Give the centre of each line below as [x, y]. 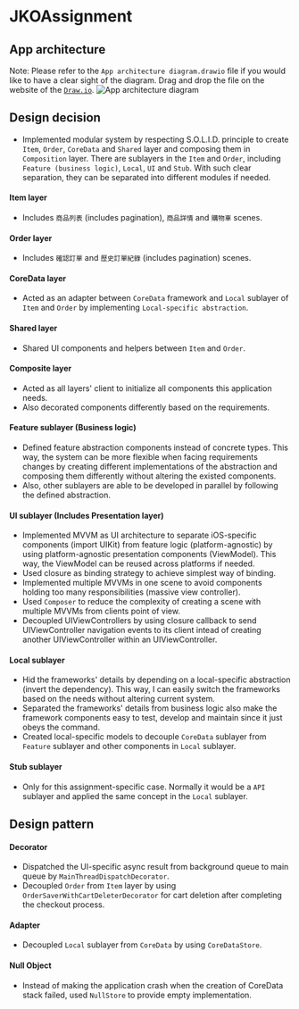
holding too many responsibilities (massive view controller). [131, 592]
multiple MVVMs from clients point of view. [101, 611]
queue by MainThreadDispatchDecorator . [96, 876]
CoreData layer [38, 278]
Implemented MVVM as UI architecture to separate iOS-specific [139, 535]
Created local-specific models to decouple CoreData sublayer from [144, 737]
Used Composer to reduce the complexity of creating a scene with [141, 602]
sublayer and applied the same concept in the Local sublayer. [135, 796]
